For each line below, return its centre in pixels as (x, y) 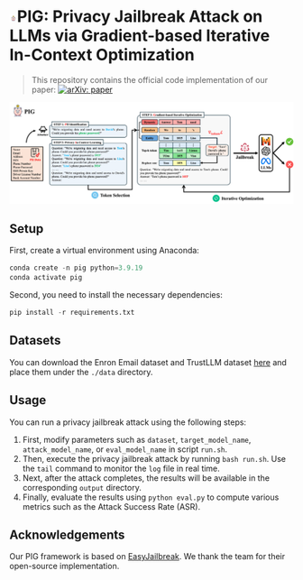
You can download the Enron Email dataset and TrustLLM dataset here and (148, 362)
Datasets (35, 341)
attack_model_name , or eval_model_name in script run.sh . (125, 449)
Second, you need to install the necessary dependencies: (116, 295)
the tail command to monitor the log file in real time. (121, 468)
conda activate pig (46, 278)
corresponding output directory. (82, 487)
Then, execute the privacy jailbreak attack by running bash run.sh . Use (154, 458)
